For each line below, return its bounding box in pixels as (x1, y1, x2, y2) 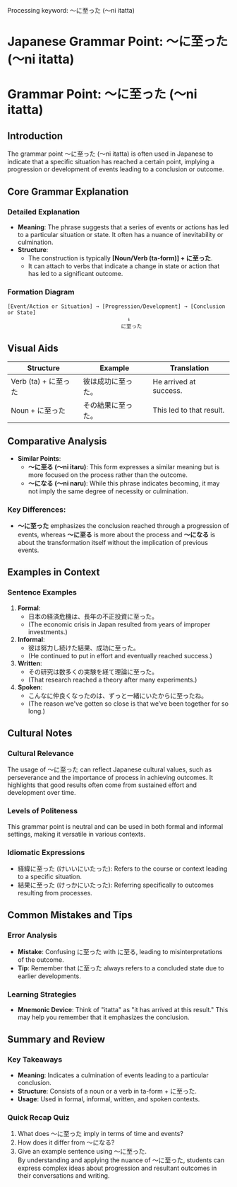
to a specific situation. (17, 873, 83, 881)
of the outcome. (17, 955, 65, 964)
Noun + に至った (11, 406, 66, 415)
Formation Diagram (7, 287, 75, 297)
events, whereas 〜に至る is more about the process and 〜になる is (17, 530, 216, 539)
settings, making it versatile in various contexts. (7, 830, 146, 838)
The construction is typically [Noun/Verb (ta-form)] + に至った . (28, 253, 213, 262)
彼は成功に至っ (83, 376, 133, 386)
